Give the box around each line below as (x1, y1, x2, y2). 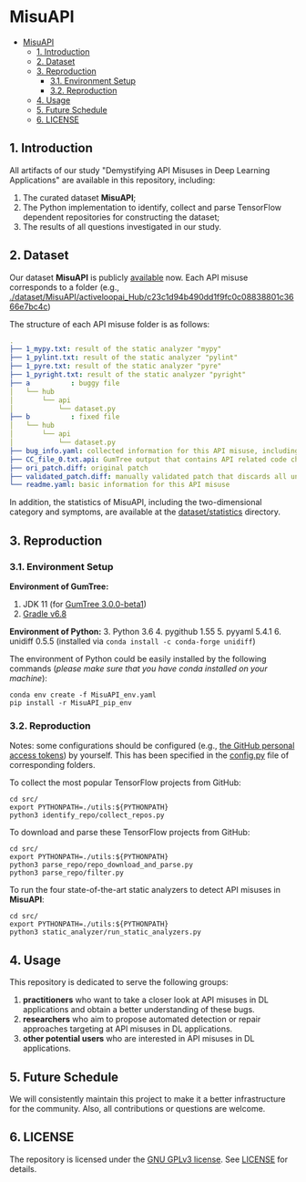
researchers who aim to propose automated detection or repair (22, 1014, 261, 1025)
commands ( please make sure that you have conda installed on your (9, 663, 268, 674)
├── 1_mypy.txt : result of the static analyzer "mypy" (9, 345, 222, 354)
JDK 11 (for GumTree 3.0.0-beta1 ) (22, 599, 148, 609)
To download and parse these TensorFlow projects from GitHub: (9, 827, 250, 838)
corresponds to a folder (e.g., (9, 281, 120, 293)
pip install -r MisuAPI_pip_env (9, 699, 132, 708)
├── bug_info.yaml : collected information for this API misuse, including (9, 446, 300, 455)
